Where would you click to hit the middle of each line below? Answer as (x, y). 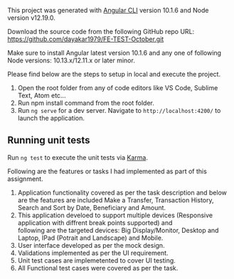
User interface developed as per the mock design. (91, 245)
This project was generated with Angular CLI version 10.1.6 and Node (108, 10)
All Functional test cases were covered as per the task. (98, 268)
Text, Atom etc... (42, 95)
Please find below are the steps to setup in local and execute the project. (114, 74)
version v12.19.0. (31, 18)
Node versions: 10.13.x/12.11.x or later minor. (71, 60)
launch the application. (51, 118)
